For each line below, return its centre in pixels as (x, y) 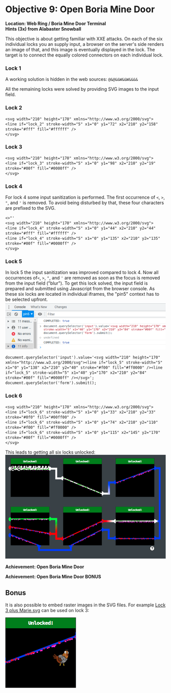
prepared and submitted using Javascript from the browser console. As (80, 289)
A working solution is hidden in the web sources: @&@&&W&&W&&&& (72, 79)
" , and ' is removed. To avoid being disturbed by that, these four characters (85, 203)
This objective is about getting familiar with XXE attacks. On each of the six (84, 39)
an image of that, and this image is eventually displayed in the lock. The (80, 49)
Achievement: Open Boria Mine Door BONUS (53, 577)
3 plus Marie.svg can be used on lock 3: (47, 611)
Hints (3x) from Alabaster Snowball (43, 29)
